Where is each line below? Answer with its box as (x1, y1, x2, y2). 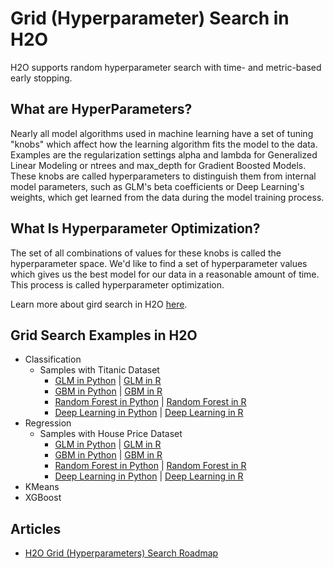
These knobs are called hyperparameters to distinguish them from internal (10, 170, 317, 182)
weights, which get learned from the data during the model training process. (10, 191, 325, 203)
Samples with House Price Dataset (39, 428, 183, 440)
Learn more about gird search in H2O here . (10, 298, 188, 310)
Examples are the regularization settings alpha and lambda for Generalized (10, 148, 318, 161)
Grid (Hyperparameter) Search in (10, 7, 290, 30)
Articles (10, 520, 62, 537)
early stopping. (10, 72, 73, 84)
